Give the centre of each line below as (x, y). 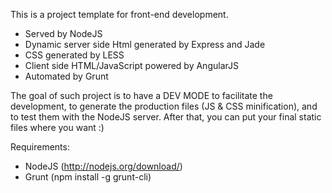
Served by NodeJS (63, 33)
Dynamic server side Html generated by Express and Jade (145, 44)
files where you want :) (57, 127)
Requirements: (40, 147)
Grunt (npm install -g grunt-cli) (88, 177)
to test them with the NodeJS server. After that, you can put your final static (166, 117)
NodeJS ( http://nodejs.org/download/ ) (103, 166)
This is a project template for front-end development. (119, 14)
